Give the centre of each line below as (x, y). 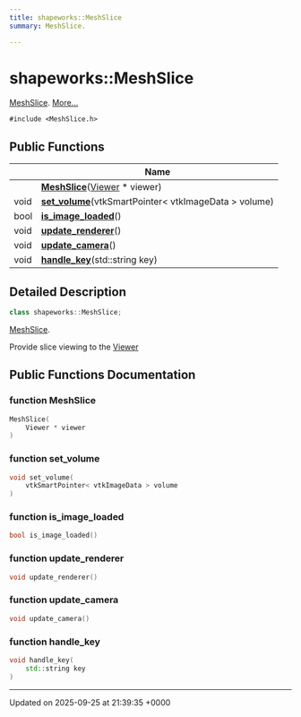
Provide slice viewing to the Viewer (74, 347)
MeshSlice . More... (44, 103)
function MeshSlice (53, 401)
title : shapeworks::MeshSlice (66, 17)
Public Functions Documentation (103, 375)
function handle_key (55, 642)
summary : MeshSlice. (48, 26)
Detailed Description (68, 292)
